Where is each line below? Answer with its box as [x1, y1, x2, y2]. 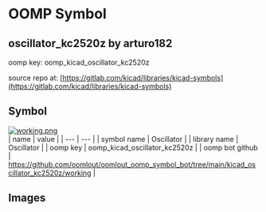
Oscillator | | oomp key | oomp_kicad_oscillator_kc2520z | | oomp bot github [8, 143, 259, 152]
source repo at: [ [8, 73, 63, 82]
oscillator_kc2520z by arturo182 [8, 37, 173, 50]
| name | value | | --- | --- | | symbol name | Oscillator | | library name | [8, 134, 239, 143]
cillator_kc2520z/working [8, 168, 92, 178]
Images [8, 191, 46, 205]
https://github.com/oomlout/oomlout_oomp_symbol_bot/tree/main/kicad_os [8, 159, 256, 169]
